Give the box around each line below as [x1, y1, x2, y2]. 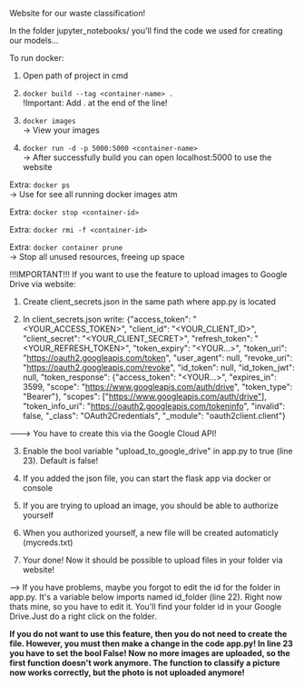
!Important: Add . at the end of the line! [22, 97, 168, 108]
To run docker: [9, 53, 64, 63]
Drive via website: [9, 279, 77, 289]
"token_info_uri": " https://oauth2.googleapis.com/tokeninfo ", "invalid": [22, 401, 286, 412]
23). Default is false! [22, 455, 99, 466]
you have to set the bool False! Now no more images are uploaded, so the [9, 648, 290, 658]
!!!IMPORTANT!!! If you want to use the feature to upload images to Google [9, 269, 288, 280]
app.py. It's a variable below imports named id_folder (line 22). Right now [9, 592, 283, 602]
